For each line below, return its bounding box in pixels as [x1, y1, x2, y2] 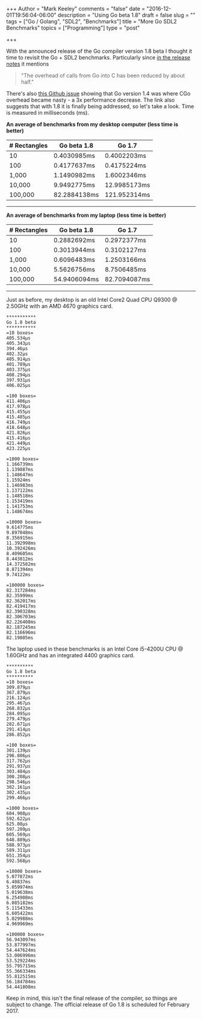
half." [20, 78, 34, 85]
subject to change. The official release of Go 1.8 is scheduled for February [6, 1001, 190, 1008]
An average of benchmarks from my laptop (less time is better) [6, 211, 167, 219]
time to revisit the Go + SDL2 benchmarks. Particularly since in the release [6, 54, 191, 61]
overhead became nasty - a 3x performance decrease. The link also [6, 96, 175, 103]
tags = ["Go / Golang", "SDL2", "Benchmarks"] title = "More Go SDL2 [6, 18, 177, 25]
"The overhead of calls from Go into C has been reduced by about [20, 72, 185, 79]
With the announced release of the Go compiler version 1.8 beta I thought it [6, 47, 192, 55]
